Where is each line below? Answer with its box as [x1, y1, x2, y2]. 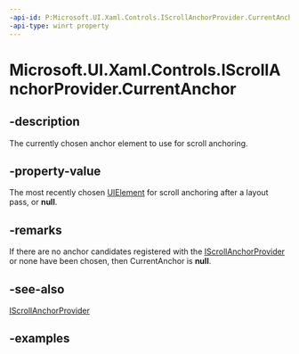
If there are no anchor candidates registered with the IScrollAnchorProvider [9, 246, 286, 257]
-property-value [9, 163, 101, 178]
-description [9, 114, 80, 129]
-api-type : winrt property [9, 21, 109, 30]
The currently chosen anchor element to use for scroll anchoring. [9, 137, 248, 148]
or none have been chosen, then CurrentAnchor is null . [9, 256, 212, 267]
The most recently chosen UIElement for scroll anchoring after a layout [9, 187, 269, 198]
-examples [9, 331, 70, 346]
